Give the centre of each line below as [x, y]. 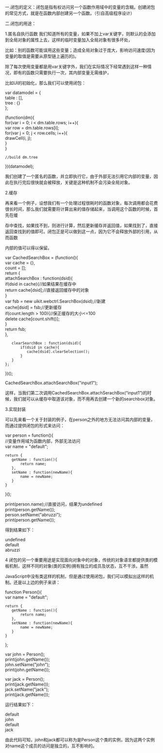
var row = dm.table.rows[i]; [32, 128]
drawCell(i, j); [18, 138]
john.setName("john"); [27, 664]
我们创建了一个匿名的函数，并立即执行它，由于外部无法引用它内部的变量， [79, 176]
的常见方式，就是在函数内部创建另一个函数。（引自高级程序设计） [70, 13]
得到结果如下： [20, 530]
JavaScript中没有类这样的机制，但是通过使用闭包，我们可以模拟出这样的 [77, 576]
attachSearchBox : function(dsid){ [39, 278]
